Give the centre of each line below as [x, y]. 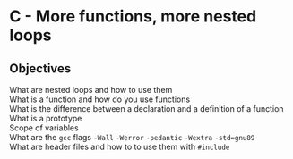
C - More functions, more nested [133, 17]
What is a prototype [46, 118]
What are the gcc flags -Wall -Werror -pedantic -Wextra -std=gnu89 [132, 137]
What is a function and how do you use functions [100, 99]
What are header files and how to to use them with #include [120, 146]
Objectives [40, 68]
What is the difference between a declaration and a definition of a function [146, 109]
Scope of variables [44, 128]
